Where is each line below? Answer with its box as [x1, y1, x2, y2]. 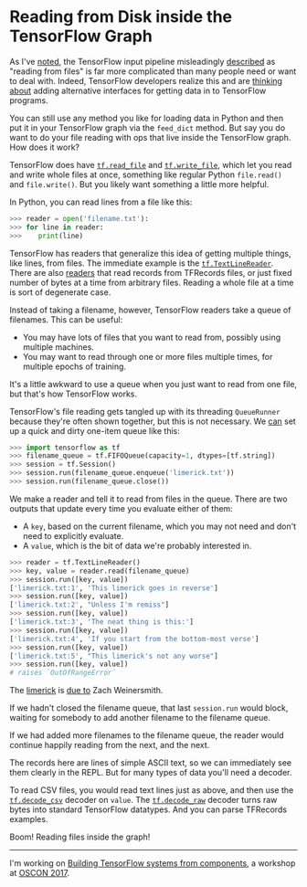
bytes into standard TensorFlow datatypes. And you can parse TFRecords [9, 804, 288, 815]
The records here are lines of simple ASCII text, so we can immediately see [9, 757, 292, 768]
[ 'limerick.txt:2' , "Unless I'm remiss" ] [9, 600, 170, 609]
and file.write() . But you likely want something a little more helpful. [9, 178, 270, 189]
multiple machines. [22, 341, 94, 353]
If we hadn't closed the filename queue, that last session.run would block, [9, 702, 289, 713]
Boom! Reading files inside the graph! [9, 831, 151, 842]
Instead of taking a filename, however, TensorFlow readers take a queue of [9, 304, 291, 315]
